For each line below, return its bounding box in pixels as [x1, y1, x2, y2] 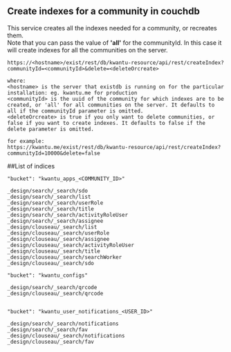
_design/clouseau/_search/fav [7, 338, 95, 345]
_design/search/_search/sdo [7, 187, 89, 194]
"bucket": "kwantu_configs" [7, 272, 89, 279]
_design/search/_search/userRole [7, 199, 104, 206]
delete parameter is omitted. [7, 126, 95, 133]
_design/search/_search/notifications [7, 320, 119, 327]
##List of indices [7, 162, 55, 170]
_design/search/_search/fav [7, 326, 89, 333]
